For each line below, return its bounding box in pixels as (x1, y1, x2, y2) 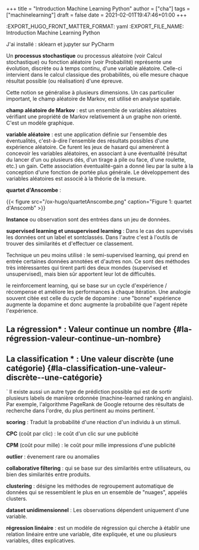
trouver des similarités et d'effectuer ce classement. (6, 240, 134, 247)
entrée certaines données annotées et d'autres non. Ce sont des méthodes (6, 258, 190, 265)
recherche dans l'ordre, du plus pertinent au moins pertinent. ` (6, 407, 159, 415)
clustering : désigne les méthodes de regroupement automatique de (6, 482, 174, 489)
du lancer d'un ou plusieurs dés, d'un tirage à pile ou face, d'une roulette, (6, 156, 186, 163)
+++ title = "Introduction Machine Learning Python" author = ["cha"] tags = (6, 5, 191, 12)
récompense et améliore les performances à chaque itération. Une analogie (6, 288, 191, 295)
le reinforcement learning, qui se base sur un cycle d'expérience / (6, 282, 168, 289)
